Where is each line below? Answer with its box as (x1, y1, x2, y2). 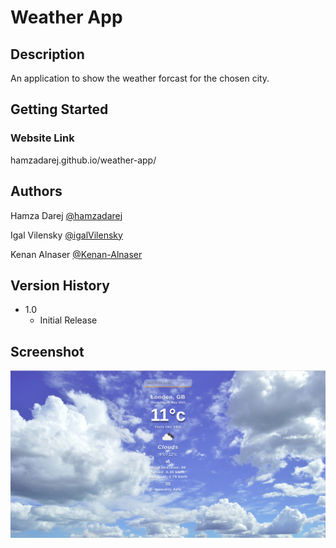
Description (10, 46, 85, 63)
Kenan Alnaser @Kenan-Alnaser (10, 248, 143, 260)
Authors (10, 183, 63, 200)
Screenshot (10, 343, 85, 360)
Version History (10, 277, 110, 294)
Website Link (10, 131, 75, 145)
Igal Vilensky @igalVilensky (10, 229, 123, 241)
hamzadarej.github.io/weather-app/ (10, 154, 157, 166)
